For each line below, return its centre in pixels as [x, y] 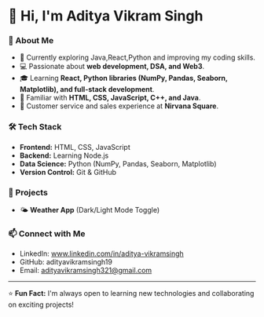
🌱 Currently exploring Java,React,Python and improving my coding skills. [137, 57]
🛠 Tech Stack [35, 127]
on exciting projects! [41, 304]
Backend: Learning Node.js [64, 155]
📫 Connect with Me [47, 233]
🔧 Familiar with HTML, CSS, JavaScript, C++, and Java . [110, 98]
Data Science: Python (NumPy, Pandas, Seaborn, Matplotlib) [118, 163]
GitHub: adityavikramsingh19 [66, 262]
